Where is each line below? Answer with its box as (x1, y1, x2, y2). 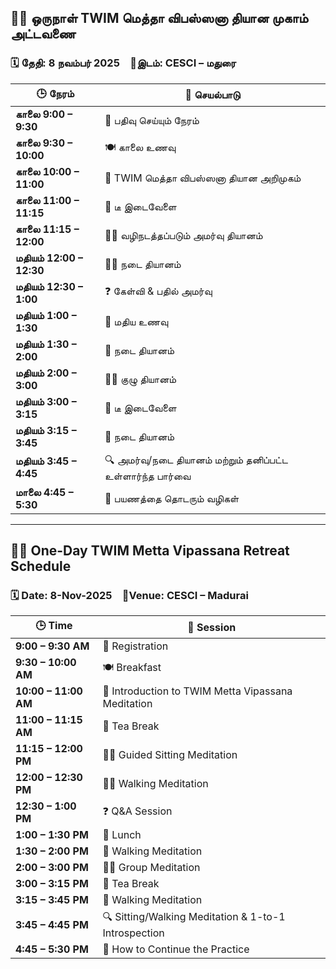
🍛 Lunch (102, 828, 142, 842)
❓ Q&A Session (102, 804, 173, 818)
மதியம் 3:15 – (15, 423, 77, 437)
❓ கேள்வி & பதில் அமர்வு (104, 284, 213, 298)
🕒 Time (34, 619, 73, 633)
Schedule (10, 558, 72, 575)
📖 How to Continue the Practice (102, 942, 250, 956)
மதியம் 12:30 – (15, 279, 84, 293)
